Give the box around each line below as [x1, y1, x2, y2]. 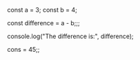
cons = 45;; [7, 46, 40, 53]
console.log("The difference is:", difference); [7, 32, 134, 40]
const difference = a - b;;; [7, 19, 81, 27]
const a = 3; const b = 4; [7, 6, 77, 14]
